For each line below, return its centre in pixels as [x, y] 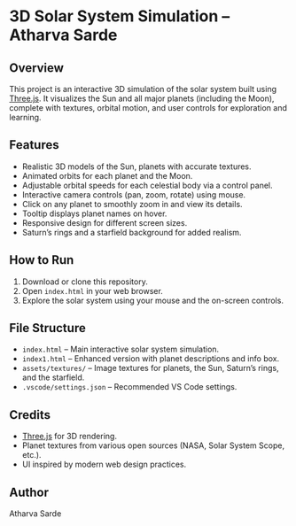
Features [34, 145]
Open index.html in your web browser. [93, 290]
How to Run [42, 260]
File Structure [47, 328]
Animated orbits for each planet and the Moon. [107, 175]
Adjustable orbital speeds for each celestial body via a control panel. [147, 185]
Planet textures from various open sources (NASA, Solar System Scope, [153, 445]
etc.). [31, 455]
